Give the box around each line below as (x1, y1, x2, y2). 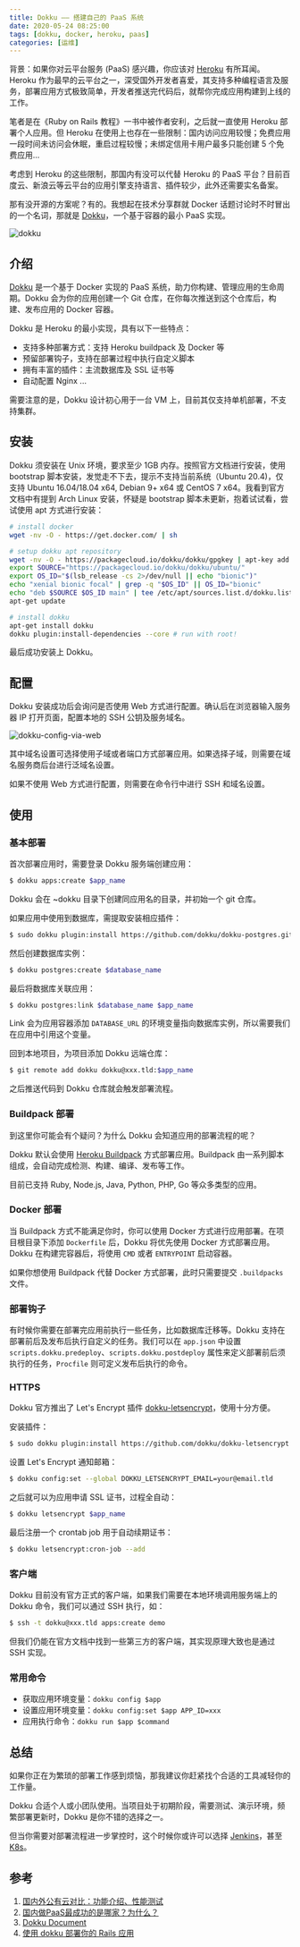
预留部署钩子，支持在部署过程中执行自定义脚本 (21, 353, 195, 364)
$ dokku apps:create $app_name (9, 876, 126, 885)
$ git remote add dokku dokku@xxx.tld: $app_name (9, 1066, 194, 1075)
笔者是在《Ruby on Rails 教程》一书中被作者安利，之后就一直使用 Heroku (9, 116, 279, 127)
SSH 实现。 (9, 1647, 52, 1658)
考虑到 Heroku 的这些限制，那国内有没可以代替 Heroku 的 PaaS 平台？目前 (9, 169, 283, 180)
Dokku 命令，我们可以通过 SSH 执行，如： (9, 1601, 165, 1612)
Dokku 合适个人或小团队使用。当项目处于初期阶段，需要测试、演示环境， (9, 1800, 279, 1811)
